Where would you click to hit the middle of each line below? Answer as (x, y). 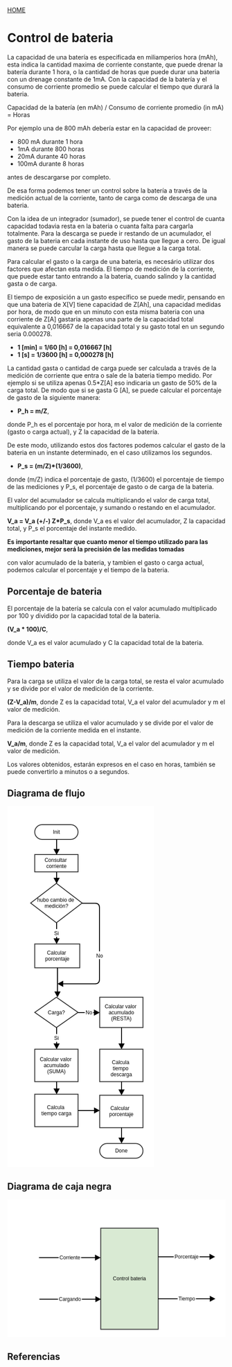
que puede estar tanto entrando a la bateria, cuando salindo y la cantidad (112, 276)
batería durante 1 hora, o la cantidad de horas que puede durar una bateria (114, 71)
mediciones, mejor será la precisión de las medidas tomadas (96, 549)
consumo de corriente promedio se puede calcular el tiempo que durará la (113, 87)
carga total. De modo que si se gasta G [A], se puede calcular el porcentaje (114, 390)
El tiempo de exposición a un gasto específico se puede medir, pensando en (116, 297)
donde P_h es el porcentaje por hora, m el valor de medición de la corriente (115, 424)
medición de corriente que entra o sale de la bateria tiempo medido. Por (110, 375)
